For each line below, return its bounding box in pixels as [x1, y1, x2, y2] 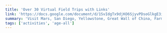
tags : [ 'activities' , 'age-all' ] [5, 20, 75, 26]
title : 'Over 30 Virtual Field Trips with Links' [5, 7, 110, 12]
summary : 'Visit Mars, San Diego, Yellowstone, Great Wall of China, [5, 16, 153, 21]
